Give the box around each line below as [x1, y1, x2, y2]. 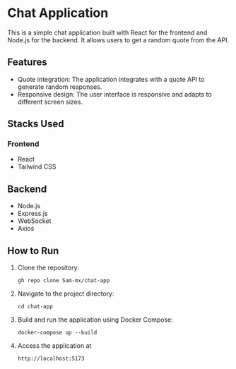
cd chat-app [17, 303, 53, 310]
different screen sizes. [17, 97, 83, 106]
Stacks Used [7, 118, 64, 130]
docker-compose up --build [17, 329, 98, 337]
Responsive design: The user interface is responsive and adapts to [17, 90, 212, 98]
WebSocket [17, 217, 52, 225]
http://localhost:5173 [17, 355, 85, 363]
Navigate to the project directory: [17, 289, 114, 298]
